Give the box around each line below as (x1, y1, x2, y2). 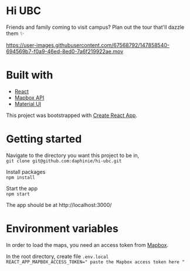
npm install (6, 175, 35, 180)
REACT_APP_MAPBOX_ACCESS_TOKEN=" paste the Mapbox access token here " (6, 259, 185, 265)
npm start (6, 191, 30, 197)
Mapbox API (14, 94, 45, 101)
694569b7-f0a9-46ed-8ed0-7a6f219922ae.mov (6, 48, 124, 55)
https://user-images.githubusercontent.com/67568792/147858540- (6, 41, 170, 48)
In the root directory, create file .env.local (6, 253, 109, 260)
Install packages (6, 168, 46, 175)
